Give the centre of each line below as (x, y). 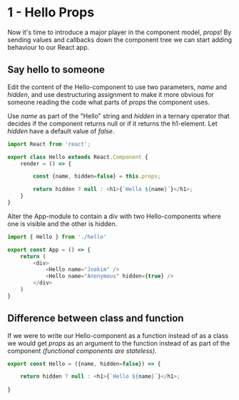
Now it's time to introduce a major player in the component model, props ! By (119, 32)
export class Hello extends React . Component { (78, 157)
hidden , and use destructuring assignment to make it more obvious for (111, 94)
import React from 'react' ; (49, 144)
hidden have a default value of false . (61, 131)
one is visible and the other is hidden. (62, 224)
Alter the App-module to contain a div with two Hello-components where (114, 216)
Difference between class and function (96, 318)
